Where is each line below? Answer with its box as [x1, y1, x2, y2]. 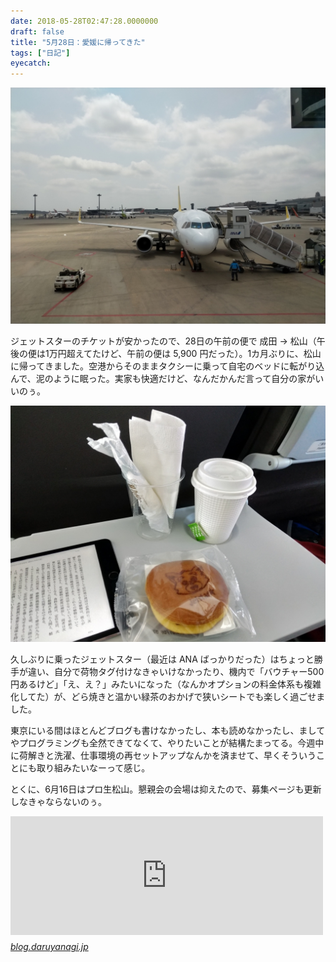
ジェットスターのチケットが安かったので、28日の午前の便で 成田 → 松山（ [10, 335, 317, 347]
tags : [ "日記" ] [10, 48, 71, 58]
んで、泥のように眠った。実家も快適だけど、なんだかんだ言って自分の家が [10, 373, 316, 385]
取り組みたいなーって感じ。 [36, 762, 151, 774]
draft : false [10, 26, 65, 37]
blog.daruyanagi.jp [10, 941, 89, 953]
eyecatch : [10, 58, 52, 69]
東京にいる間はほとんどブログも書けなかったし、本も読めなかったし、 [10, 725, 300, 737]
